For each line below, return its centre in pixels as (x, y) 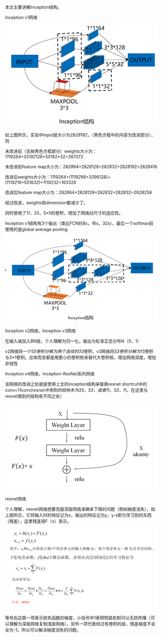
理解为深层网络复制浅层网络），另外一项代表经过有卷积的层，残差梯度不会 (82, 624)
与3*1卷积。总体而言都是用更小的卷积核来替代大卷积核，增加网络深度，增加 (81, 357)
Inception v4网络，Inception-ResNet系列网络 (50, 373)
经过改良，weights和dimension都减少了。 (46, 202)
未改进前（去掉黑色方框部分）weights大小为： (51, 151)
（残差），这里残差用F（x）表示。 (38, 521)
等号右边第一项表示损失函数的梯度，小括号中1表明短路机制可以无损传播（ (78, 618)
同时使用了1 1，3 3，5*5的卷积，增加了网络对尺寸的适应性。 (64, 213)
